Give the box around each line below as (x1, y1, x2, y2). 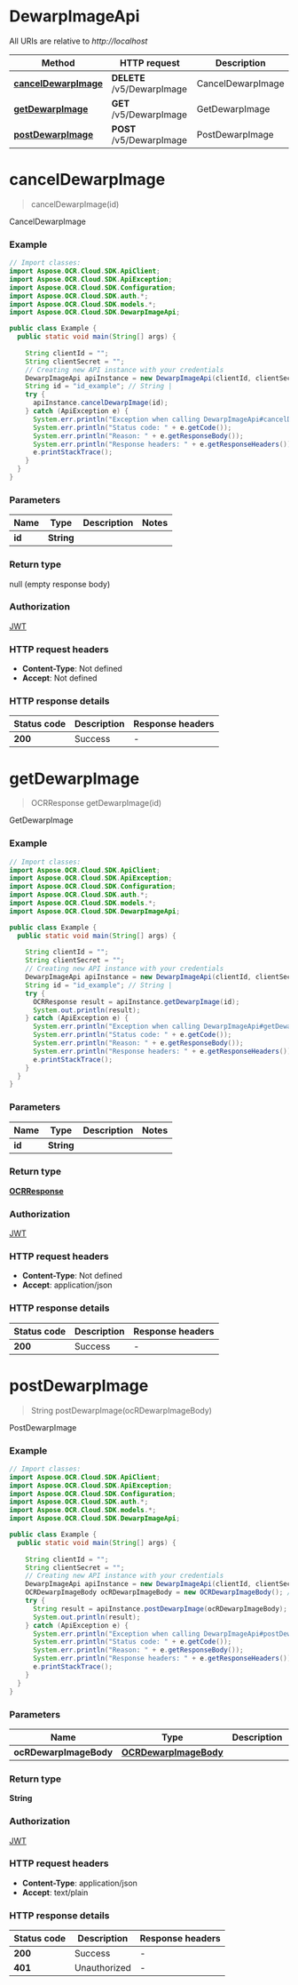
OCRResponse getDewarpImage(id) (30, 798, 162, 809)
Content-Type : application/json (21, 1877, 137, 1888)
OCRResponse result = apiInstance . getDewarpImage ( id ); (32, 997, 240, 1006)
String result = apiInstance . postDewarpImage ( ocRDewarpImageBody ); (32, 1604, 288, 1614)
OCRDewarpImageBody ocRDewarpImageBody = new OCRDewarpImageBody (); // (25, 1588, 295, 1597)
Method (41, 56, 75, 68)
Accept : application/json (21, 1279, 113, 1290)
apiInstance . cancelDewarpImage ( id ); (32, 398, 169, 408)
